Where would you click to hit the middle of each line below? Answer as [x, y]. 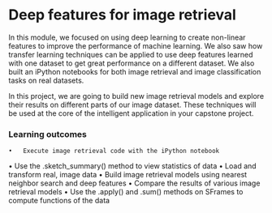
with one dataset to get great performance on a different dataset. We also [132, 63]
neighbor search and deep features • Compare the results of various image [134, 183]
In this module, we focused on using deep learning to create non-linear [127, 37]
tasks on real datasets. [46, 80]
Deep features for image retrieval [123, 15]
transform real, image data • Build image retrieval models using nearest [128, 175]
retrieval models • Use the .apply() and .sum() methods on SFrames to [126, 192]
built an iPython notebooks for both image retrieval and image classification [135, 71]
